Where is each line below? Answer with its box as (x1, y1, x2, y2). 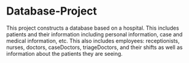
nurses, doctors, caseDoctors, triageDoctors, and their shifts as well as (6, 44, 183, 51)
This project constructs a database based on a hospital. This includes (6, 24, 179, 31)
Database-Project (6, 4, 97, 18)
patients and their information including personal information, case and (6, 30, 183, 38)
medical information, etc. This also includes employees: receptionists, (6, 37, 180, 44)
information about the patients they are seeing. (6, 50, 123, 57)
